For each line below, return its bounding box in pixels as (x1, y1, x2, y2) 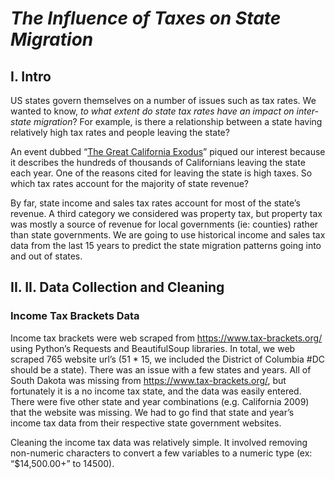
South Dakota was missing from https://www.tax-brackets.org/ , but (10, 374, 287, 386)
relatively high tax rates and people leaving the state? (10, 127, 230, 138)
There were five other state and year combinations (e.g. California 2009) (10, 395, 310, 407)
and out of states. (10, 250, 83, 262)
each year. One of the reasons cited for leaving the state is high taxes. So (10, 167, 313, 179)
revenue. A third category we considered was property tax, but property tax (10, 208, 323, 219)
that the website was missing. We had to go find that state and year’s (10, 406, 295, 418)
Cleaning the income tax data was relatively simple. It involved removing (10, 436, 308, 448)
